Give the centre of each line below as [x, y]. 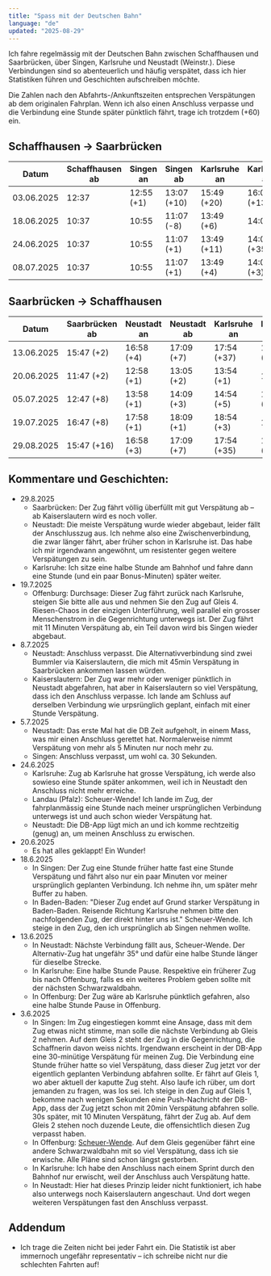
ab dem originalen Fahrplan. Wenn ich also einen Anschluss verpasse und [131, 104]
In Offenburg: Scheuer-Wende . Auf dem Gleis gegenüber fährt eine [144, 1142]
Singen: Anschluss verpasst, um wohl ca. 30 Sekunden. [125, 756]
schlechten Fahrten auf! [59, 1264]
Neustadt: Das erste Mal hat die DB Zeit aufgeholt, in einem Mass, [142, 730]
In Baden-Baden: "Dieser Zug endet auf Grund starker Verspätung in [146, 902]
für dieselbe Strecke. [67, 962]
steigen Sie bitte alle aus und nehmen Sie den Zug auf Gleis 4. [135, 602]
